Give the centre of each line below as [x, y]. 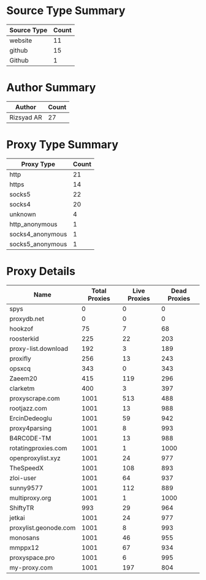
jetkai [17, 518]
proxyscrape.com [35, 398]
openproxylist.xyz [35, 458]
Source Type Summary [66, 11]
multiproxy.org [30, 498]
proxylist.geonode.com [43, 527]
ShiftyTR [22, 508]
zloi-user [23, 478]
